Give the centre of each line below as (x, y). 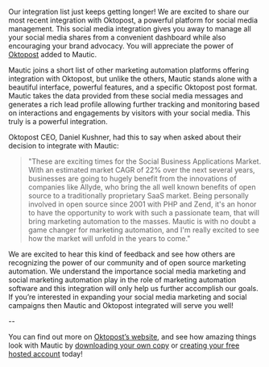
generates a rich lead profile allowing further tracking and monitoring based (134, 104)
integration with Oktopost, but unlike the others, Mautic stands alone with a (133, 79)
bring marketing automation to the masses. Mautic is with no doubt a (142, 221)
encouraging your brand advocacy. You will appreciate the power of (121, 46)
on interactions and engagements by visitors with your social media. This (130, 113)
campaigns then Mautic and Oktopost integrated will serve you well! (121, 305)
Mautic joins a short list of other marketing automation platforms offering (129, 70)
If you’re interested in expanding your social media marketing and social (128, 297)
